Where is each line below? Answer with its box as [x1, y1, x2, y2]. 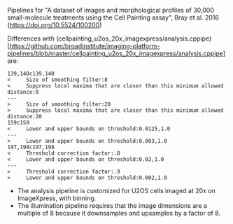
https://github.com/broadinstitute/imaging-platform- [9, 42, 160, 50]
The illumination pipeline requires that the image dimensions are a [17, 202, 208, 209]
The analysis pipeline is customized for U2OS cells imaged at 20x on [17, 187, 216, 195]
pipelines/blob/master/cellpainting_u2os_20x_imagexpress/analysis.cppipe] [7, 49, 226, 57]
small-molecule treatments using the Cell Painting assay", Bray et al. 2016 [7, 13, 219, 22]
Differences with [7, 34, 55, 43]
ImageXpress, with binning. [17, 194, 97, 202]
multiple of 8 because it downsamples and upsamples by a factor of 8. [17, 209, 221, 217]
